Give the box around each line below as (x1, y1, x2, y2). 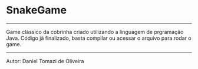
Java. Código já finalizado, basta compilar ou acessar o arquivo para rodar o (6, 34, 192, 42)
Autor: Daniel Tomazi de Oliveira (6, 57, 84, 64)
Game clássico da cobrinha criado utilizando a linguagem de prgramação (6, 28, 184, 35)
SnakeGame (6, 4, 67, 17)
